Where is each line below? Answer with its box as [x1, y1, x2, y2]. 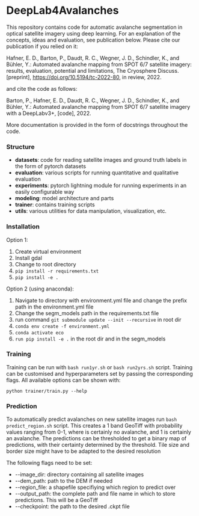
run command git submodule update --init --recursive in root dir [14, 316, 182, 323]
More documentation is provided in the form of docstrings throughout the [6, 121, 188, 128]
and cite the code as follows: [6, 85, 78, 92]
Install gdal [14, 254, 42, 262]
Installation [6, 223, 40, 231]
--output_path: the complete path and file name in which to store [14, 490, 176, 497]
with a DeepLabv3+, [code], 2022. [6, 109, 91, 117]
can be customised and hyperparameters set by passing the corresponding [6, 370, 194, 377]
